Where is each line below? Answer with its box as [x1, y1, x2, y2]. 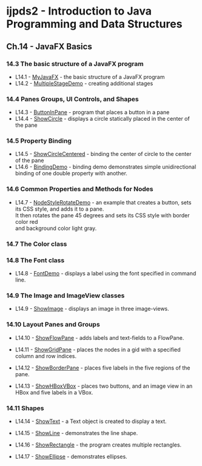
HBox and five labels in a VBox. [15, 388, 93, 396]
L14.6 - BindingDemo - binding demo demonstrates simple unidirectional [15, 163, 197, 171]
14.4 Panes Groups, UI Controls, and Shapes [6, 95, 139, 103]
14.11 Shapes [6, 404, 44, 412]
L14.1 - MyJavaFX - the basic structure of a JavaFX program [15, 73, 165, 80]
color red [15, 218, 38, 225]
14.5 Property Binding [6, 137, 72, 145]
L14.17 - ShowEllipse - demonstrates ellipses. [15, 453, 127, 460]
